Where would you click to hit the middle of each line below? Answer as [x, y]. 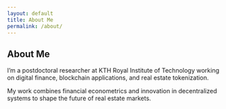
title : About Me [30, 20]
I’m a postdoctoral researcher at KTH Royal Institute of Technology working [113, 71]
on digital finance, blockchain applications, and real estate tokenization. [108, 78]
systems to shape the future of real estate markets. [79, 98]
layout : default [30, 13]
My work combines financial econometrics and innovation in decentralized [112, 91]
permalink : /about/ [35, 26]
